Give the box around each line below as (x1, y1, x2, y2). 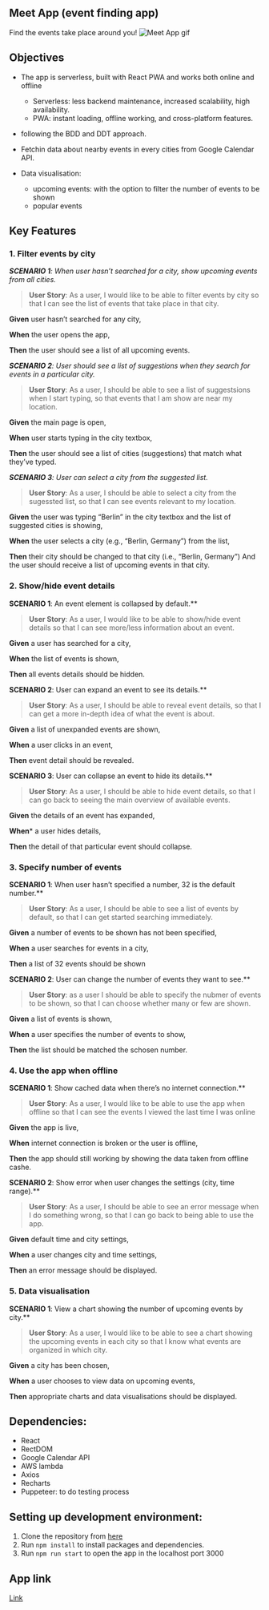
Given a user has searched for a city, (9, 638, 131, 648)
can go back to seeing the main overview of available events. (28, 795, 231, 805)
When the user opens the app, (9, 330, 110, 340)
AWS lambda (20, 1462, 63, 1471)
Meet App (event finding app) (9, 6, 159, 20)
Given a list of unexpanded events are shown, (9, 724, 161, 734)
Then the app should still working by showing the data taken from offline (9, 1154, 249, 1164)
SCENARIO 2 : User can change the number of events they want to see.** (9, 974, 251, 984)
